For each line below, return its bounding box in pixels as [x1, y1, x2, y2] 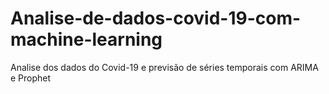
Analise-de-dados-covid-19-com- [10, 7, 302, 30]
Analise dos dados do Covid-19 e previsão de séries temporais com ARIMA [10, 61, 319, 73]
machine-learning [10, 28, 163, 51]
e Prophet [10, 72, 52, 84]
